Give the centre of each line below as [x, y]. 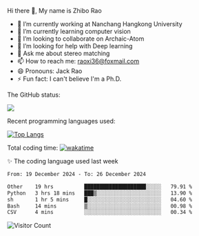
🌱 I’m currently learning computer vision [74, 31]
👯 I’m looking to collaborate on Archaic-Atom [81, 39]
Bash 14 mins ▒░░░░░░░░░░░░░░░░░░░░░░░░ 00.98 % [100, 206]
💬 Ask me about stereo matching [63, 53]
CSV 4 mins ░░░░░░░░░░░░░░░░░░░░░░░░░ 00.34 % [100, 213]
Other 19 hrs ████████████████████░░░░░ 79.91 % [100, 186]
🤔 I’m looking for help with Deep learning [75, 46]
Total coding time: [33, 148]
